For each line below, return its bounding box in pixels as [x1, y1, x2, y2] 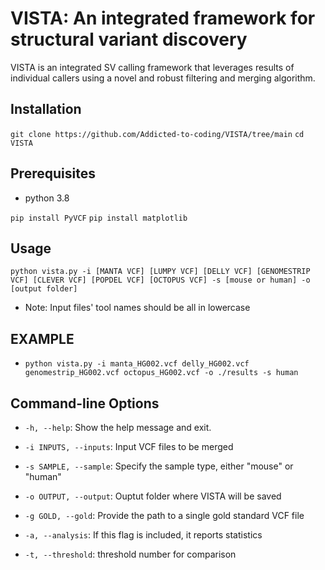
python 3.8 [24, 192, 70, 204]
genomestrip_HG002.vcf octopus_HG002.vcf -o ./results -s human [24, 368, 299, 378]
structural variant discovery [10, 28, 248, 51]
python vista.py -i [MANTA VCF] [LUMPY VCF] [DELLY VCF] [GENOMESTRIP [10, 267, 311, 277]
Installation [10, 101, 82, 118]
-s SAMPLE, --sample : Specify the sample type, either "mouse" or [24, 460, 294, 472]
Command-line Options [10, 395, 160, 412]
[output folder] [10, 284, 78, 294]
